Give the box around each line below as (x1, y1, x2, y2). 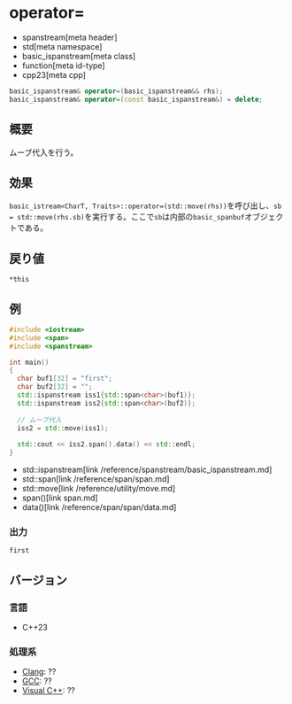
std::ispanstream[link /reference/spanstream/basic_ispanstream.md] (21, 464, 273, 476)
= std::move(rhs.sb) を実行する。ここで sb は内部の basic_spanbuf (9, 212, 245, 222)
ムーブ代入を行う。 (9, 147, 79, 158)
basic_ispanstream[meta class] (21, 50, 136, 61)
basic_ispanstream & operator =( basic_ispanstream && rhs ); (9, 87, 224, 96)
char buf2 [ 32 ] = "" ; (17, 383, 93, 391)
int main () (9, 358, 50, 367)
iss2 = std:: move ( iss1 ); (17, 423, 109, 432)
